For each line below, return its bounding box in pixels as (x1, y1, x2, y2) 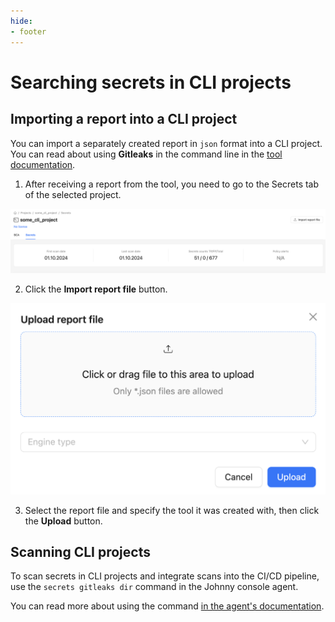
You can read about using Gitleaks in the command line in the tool (10, 148, 283, 160)
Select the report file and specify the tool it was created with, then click (24, 504, 320, 516)
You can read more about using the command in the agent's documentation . (10, 600, 325, 612)
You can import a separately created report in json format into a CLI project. (10, 137, 323, 149)
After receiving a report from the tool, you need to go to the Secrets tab (24, 178, 320, 190)
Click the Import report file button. (24, 283, 168, 295)
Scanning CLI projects (10, 543, 151, 560)
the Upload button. (24, 515, 103, 527)
